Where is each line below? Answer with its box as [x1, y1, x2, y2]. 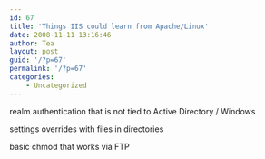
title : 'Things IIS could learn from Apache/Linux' [9, 22, 209, 31]
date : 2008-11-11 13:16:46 [9, 30, 112, 39]
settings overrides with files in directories [9, 124, 164, 134]
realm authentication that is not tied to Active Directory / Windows [9, 105, 256, 116]
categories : [9, 73, 54, 82]
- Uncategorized [25, 81, 88, 90]
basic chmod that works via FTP [9, 141, 130, 152]
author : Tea [9, 38, 54, 48]
